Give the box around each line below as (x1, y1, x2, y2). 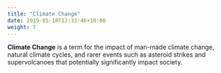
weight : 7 (7, 23, 37, 30)
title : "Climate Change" (7, 10, 81, 18)
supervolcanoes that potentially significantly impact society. (7, 58, 183, 67)
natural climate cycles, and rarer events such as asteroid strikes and (7, 50, 206, 59)
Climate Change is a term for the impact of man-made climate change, (7, 43, 215, 52)
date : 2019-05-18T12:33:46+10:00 (7, 17, 106, 24)
